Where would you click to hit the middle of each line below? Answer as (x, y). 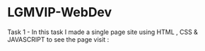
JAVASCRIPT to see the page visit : (58, 39)
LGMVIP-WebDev (60, 12)
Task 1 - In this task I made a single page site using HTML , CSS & (102, 32)
